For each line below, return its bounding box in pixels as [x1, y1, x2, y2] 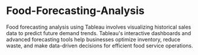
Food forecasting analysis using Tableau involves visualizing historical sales [6, 23, 191, 30]
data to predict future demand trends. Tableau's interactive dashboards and [6, 29, 191, 36]
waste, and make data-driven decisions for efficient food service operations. [6, 42, 194, 49]
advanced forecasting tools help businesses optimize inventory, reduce [6, 36, 181, 43]
